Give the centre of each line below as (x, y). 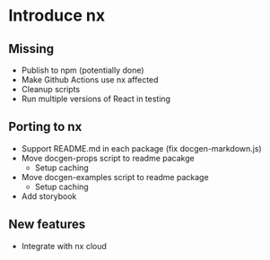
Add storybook (49, 196)
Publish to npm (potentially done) (83, 70)
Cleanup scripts (51, 89)
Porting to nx (45, 127)
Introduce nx (57, 16)
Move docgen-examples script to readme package (115, 177)
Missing (31, 49)
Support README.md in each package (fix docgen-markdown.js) (141, 148)
